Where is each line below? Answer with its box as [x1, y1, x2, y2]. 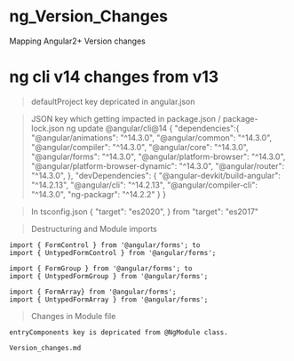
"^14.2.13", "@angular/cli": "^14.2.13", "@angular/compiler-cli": [30, 180, 258, 190]
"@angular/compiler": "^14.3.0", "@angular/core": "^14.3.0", [30, 141, 249, 152]
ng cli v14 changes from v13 [9, 67, 219, 87]
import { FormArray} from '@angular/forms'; [9, 287, 177, 296]
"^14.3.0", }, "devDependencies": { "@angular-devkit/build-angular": [30, 170, 282, 180]
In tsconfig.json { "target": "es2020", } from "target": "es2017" [30, 206, 259, 217]
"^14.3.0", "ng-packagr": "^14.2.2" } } [30, 189, 167, 199]
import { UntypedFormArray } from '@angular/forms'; [9, 295, 209, 304]
